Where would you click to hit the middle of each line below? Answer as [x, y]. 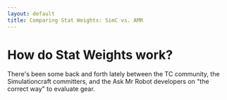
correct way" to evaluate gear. [51, 89]
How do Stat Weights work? [90, 55]
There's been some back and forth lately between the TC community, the [114, 74]
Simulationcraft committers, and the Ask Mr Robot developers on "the [108, 82]
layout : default [31, 14]
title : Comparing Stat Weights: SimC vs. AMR [75, 20]
